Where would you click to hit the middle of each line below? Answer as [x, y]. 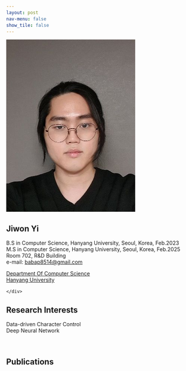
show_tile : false [28, 25]
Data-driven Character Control [44, 324]
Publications [30, 362]
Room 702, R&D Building [36, 256]
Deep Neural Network [33, 330]
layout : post [22, 13]
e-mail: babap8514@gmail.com [44, 262]
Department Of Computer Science [48, 274]
